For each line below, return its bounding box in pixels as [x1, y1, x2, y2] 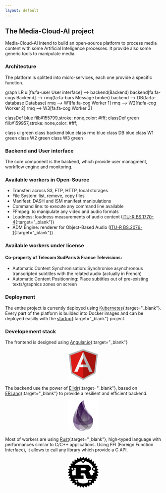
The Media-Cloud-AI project [5, 27, 94, 36]
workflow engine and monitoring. [5, 164, 73, 170]
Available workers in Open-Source [5, 176, 90, 183]
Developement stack [5, 328, 56, 335]
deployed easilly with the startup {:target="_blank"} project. [5, 315, 126, 321]
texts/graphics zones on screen [12, 281, 77, 287]
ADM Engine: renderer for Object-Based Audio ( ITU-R [12, 224, 122, 230]
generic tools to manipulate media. [5, 51, 76, 57]
